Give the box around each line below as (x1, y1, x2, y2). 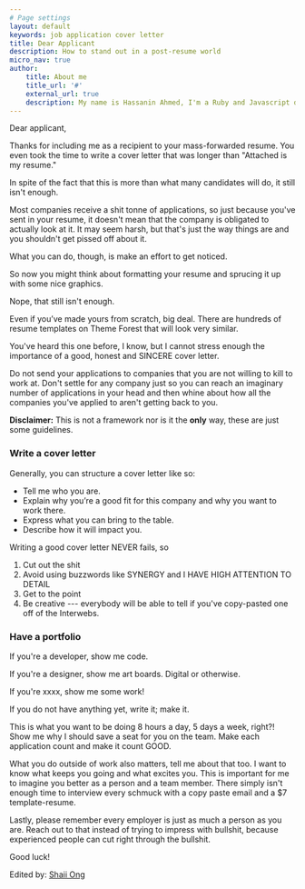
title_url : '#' (25, 81, 84, 90)
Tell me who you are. (22, 485, 102, 496)
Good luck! (9, 851, 51, 862)
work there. (22, 504, 66, 515)
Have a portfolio (9, 630, 82, 643)
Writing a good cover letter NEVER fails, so (9, 542, 170, 553)
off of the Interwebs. (22, 607, 100, 618)
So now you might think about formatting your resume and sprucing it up (9, 269, 281, 280)
